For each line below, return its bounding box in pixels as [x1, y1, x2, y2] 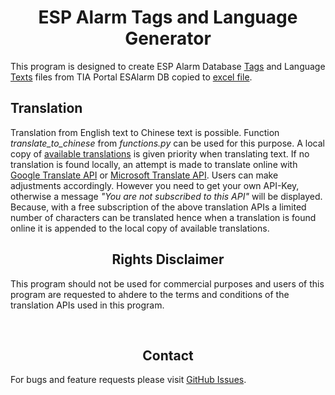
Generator [124, 27, 212, 50]
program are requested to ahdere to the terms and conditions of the [10, 288, 290, 300]
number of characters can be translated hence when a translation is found [10, 211, 317, 223]
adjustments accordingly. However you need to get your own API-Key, [10, 179, 300, 191]
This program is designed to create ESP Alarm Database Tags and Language [10, 60, 326, 72]
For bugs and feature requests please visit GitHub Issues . [10, 374, 247, 386]
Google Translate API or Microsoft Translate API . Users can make [10, 169, 279, 181]
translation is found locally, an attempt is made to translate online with [10, 158, 298, 170]
